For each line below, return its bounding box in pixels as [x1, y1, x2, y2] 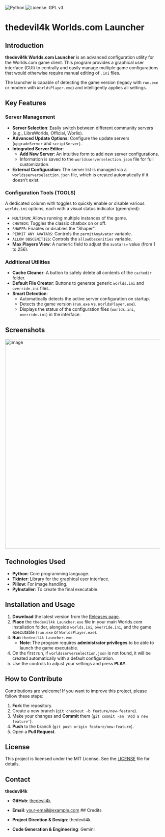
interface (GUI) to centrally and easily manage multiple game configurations [5, 65, 159, 71]
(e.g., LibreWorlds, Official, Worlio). [12, 130, 83, 136]
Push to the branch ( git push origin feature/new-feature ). [12, 723, 134, 729]
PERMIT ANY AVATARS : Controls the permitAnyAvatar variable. [12, 231, 133, 237]
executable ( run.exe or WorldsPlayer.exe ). [12, 629, 98, 635]
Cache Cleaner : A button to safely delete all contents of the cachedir [12, 270, 152, 276]
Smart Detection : [12, 291, 48, 297]
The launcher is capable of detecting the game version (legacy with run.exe [5, 80, 159, 85]
